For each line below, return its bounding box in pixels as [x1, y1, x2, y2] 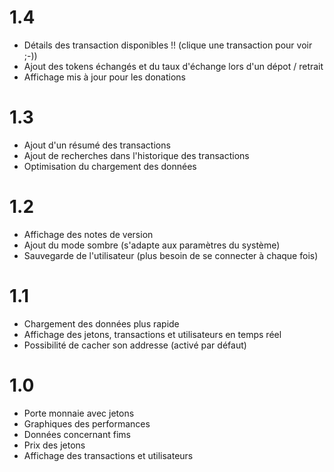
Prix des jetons [23, 439, 86, 451]
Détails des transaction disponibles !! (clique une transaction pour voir [23, 39, 313, 51]
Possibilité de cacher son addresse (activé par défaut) [23, 339, 247, 351]
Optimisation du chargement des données [23, 160, 197, 172]
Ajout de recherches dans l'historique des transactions [23, 149, 250, 161]
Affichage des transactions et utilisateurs [23, 449, 194, 461]
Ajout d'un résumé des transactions [23, 139, 171, 151]
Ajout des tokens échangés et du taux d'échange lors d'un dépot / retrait [23, 60, 324, 72]
